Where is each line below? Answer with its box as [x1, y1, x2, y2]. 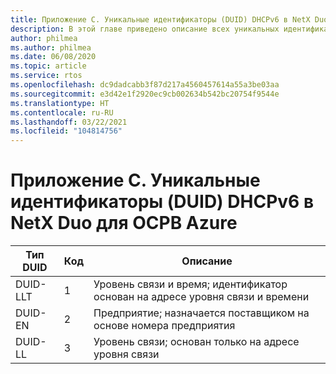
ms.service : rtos [10, 71, 83, 81]
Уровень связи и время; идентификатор [93, 277, 288, 291]
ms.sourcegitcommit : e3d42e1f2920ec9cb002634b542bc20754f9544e [10, 89, 280, 99]
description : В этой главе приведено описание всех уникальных [10, 24, 280, 34]
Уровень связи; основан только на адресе [93, 335, 300, 349]
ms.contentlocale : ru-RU [10, 107, 114, 118]
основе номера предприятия [93, 319, 236, 333]
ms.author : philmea [10, 42, 92, 53]
